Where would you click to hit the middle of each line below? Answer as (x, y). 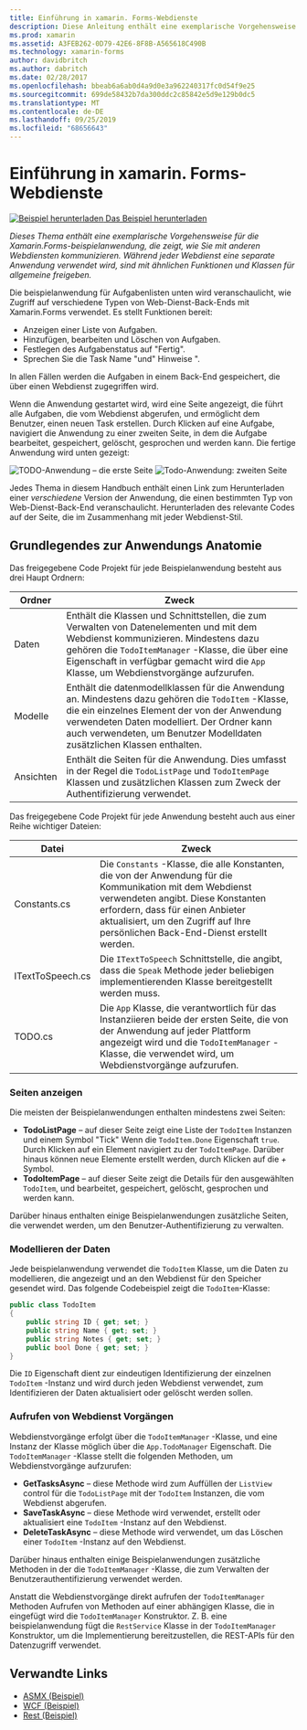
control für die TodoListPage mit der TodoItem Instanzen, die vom (143, 1493)
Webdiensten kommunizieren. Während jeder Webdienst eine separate (143, 255)
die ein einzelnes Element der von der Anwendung (174, 710)
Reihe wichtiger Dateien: (56, 826)
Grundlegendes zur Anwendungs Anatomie (136, 546)
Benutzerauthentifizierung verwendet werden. (96, 1578)
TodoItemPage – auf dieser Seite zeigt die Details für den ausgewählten (158, 1179)
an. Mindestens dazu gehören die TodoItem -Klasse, (178, 698)
